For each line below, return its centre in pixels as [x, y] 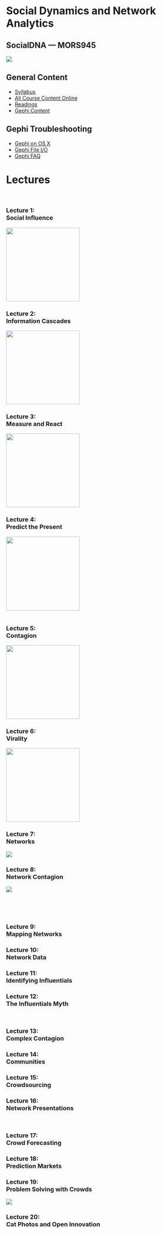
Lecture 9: [21, 927]
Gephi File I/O [31, 149]
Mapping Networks [34, 934]
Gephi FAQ [28, 156]
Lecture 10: [23, 950]
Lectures [28, 180]
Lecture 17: [22, 1135]
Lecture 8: [21, 869]
